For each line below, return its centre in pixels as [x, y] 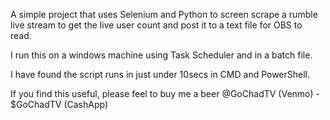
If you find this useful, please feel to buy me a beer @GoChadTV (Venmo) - [165, 93]
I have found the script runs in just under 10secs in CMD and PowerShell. [160, 74]
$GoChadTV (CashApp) [59, 104]
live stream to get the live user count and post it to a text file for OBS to [156, 25]
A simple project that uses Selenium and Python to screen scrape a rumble [164, 14]
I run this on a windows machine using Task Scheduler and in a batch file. [161, 55]
